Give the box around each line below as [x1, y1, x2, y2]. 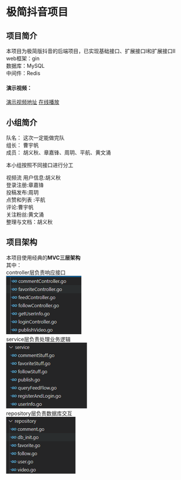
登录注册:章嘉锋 [6, 181, 44, 189]
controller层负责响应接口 [6, 269, 66, 276]
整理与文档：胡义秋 [6, 218, 53, 226]
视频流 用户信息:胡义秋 [6, 174, 61, 181]
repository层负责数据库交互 [6, 410, 73, 417]
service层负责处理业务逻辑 [6, 335, 71, 342]
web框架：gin [6, 55, 40, 62]
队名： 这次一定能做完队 [6, 134, 65, 142]
